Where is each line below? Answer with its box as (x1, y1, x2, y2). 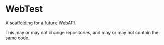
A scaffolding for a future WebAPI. (5, 20, 77, 26)
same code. (5, 35, 30, 41)
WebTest (5, 3, 43, 15)
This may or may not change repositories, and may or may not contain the (5, 29, 159, 35)
